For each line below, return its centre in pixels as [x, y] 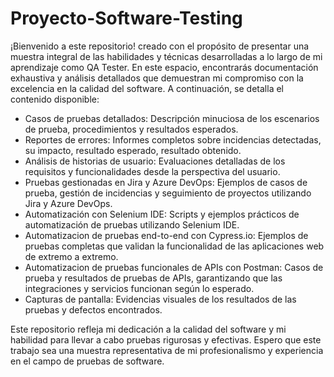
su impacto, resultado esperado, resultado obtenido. [133, 150]
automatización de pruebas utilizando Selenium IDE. [132, 224]
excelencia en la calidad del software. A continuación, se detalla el [147, 88]
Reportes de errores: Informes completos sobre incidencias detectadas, [173, 139]
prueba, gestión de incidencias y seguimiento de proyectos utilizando [168, 193]
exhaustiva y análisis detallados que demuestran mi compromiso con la [157, 78]
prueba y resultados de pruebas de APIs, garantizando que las [153, 278]
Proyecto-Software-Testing [126, 18]
